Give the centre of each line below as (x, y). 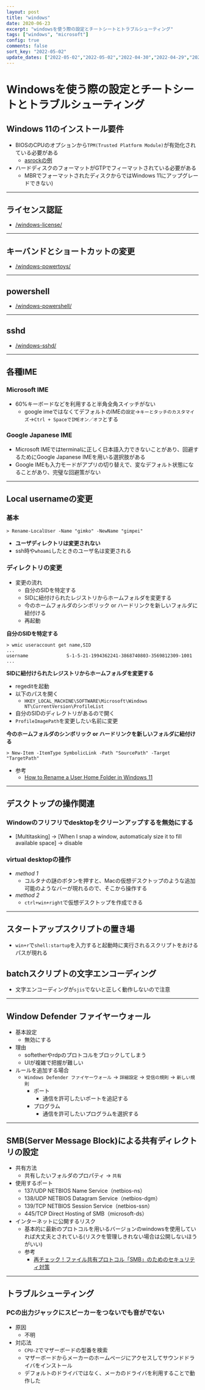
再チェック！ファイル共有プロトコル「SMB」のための (101, 1259)
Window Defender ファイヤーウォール (79, 1016)
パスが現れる (31, 952)
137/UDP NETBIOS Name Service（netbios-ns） (85, 1191)
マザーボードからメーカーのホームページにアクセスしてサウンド (104, 1358)
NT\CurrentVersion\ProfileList (64, 706)
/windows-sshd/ (36, 345)
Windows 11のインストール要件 (65, 129)
